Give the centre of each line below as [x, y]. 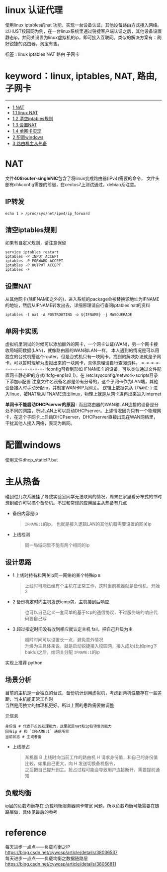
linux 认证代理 [34, 10]
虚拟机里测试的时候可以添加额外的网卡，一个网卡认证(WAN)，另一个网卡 [80, 344]
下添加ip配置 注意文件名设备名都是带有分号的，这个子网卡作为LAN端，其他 [82, 382]
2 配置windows [28, 137]
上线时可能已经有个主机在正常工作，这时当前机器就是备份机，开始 [92, 586]
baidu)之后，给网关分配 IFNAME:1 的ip [62, 652]
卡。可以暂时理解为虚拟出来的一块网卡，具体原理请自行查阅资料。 [73, 363]
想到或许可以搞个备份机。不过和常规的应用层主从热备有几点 [66, 503]
